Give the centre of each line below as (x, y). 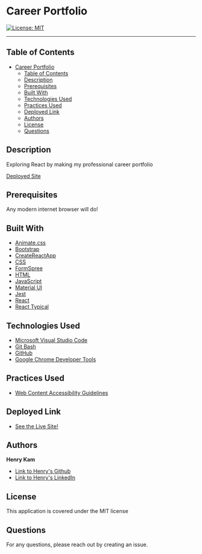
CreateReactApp (35, 256)
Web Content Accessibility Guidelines (61, 393)
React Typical (32, 307)
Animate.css (30, 243)
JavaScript (28, 281)
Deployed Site (23, 176)
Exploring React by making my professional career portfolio (80, 164)
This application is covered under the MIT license (67, 511)
